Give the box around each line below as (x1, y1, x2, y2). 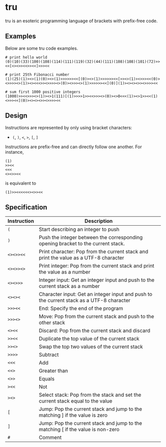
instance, (5, 149, 24, 155)
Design (5, 112, 28, 120)
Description (84, 218, 113, 225)
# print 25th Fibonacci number (5, 72, 70, 77)
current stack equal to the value (39, 398, 113, 405)
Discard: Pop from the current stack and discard (39, 327, 151, 334)
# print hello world (5, 55, 48, 60)
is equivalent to (5, 180, 36, 186)
